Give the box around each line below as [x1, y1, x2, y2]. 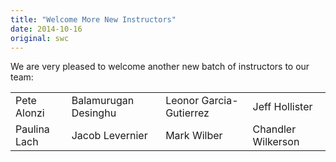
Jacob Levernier [71, 129, 148, 143]
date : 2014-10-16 [10, 24, 83, 34]
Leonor [165, 94, 200, 108]
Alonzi [15, 106, 45, 120]
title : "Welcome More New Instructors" [10, 14, 177, 25]
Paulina [15, 122, 50, 136]
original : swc [10, 33, 70, 43]
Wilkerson [252, 135, 300, 149]
